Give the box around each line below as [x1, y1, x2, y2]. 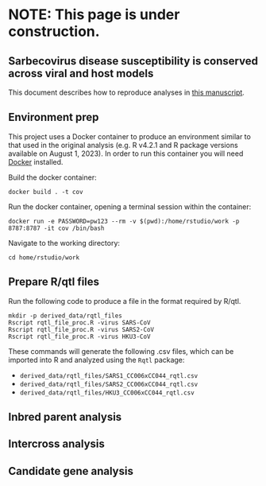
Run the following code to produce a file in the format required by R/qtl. [8, 296, 241, 305]
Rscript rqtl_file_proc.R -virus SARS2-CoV [8, 325, 155, 333]
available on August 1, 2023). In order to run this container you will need [8, 149, 244, 158]
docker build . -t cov [8, 188, 83, 196]
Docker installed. [8, 157, 64, 166]
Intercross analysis [8, 437, 105, 451]
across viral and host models [8, 66, 154, 80]
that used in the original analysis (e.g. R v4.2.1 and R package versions [8, 140, 238, 150]
